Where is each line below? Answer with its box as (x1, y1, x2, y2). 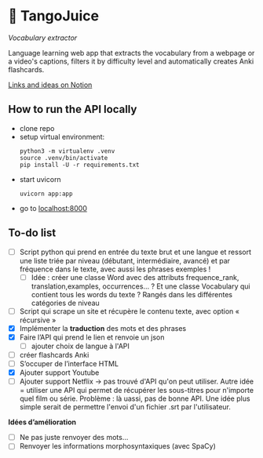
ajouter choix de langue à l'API (31, 341, 130, 351)
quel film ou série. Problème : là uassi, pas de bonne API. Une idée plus (19, 394, 250, 403)
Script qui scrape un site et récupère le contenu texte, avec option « (19, 306, 239, 316)
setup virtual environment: (19, 132, 105, 141)
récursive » (19, 315, 57, 325)
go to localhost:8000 (19, 203, 88, 213)
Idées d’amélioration (8, 417, 77, 427)
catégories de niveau (31, 298, 100, 307)
